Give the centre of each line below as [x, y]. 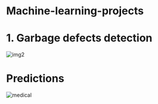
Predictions [35, 79]
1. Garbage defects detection [79, 38]
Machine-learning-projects [75, 11]
